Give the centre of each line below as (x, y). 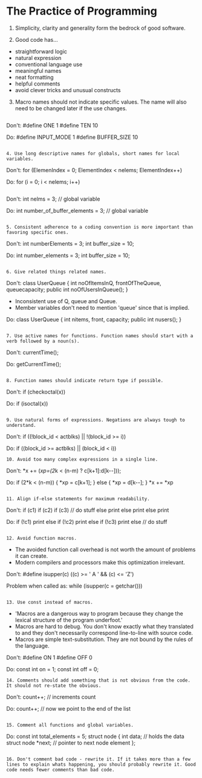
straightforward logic (41, 51)
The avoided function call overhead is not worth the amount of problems (105, 549)
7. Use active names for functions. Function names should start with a (100, 336)
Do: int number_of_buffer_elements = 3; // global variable (77, 210)
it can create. (31, 555)
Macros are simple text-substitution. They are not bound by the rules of (104, 639)
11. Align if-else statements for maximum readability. (78, 498)
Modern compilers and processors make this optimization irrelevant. (100, 562)
